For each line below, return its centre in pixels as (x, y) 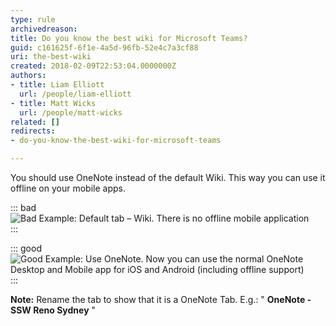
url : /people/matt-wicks (71, 112)
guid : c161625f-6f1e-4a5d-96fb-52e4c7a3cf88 (104, 47)
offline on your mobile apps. (68, 188)
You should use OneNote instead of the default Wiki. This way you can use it (168, 177)
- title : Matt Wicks (53, 103)
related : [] (35, 122)
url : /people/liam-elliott (75, 94)
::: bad (23, 207)
